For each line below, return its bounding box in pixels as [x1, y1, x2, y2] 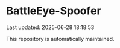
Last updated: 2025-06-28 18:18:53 [6, 24, 95, 31]
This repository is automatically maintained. [6, 35, 115, 42]
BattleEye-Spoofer [6, 4, 101, 18]
